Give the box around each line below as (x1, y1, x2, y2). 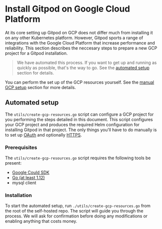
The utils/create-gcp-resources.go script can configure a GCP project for (5, 111, 154, 117)
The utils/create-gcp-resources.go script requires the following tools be (5, 155, 151, 161)
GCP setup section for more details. (5, 84, 76, 90)
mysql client (12, 180, 36, 186)
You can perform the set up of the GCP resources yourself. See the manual (5, 79, 154, 85)
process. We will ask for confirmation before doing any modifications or (5, 213, 148, 219)
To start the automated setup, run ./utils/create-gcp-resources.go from (5, 203, 151, 209)
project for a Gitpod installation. (5, 50, 68, 56)
